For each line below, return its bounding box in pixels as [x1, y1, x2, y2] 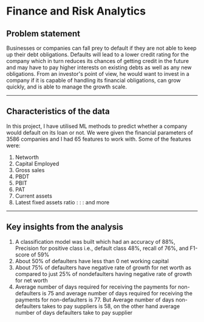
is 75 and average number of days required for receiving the [42, 289, 193, 297]
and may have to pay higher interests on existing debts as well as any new [6, 64, 192, 71]
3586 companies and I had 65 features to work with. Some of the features [6, 135, 191, 143]
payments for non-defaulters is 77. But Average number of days [15, 296, 174, 303]
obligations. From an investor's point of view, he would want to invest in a [6, 70, 189, 77]
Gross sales [15, 166, 45, 173]
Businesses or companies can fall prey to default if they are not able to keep [6, 44, 197, 52]
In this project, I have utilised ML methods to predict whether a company [6, 122, 188, 130]
